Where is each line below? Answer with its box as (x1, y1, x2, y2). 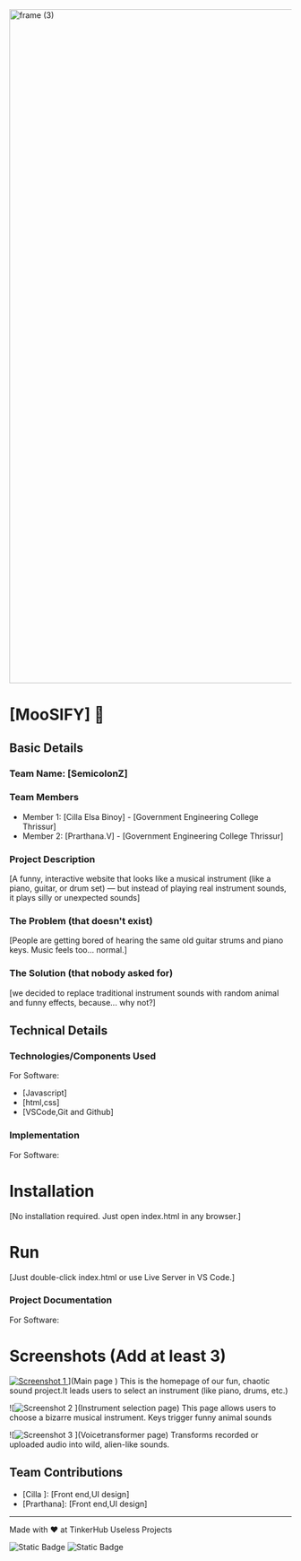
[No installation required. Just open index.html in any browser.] (9, 1210, 242, 1221)
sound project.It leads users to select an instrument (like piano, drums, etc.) (9, 1385, 288, 1396)
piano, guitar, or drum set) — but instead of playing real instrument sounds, (9, 883, 287, 894)
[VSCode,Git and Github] (21, 1107, 114, 1118)
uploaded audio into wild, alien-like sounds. (9, 1439, 170, 1450)
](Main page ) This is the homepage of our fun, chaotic (67, 1375, 271, 1386)
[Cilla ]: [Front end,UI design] (21, 1488, 130, 1499)
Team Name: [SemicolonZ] (9, 767, 128, 780)
